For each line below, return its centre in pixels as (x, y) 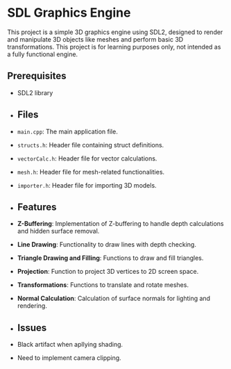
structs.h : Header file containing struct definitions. (91, 145)
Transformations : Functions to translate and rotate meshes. (103, 285)
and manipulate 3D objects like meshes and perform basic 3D (95, 39)
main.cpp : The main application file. (67, 131)
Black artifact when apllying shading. (70, 345)
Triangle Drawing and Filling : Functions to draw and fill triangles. (110, 258)
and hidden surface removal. (58, 231)
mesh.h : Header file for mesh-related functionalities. (91, 172)
